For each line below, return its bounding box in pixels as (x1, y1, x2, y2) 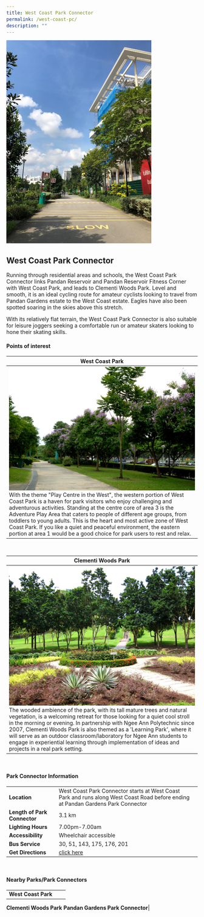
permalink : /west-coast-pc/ (6, 16, 78, 22)
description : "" (6, 22, 47, 29)
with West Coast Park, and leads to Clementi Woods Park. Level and (6, 284, 177, 291)
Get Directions (8, 848, 47, 856)
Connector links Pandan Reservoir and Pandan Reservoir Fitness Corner (6, 278, 186, 285)
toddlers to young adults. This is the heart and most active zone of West (8, 517, 188, 525)
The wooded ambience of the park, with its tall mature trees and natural (8, 706, 187, 714)
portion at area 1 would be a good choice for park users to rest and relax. (8, 530, 191, 537)
